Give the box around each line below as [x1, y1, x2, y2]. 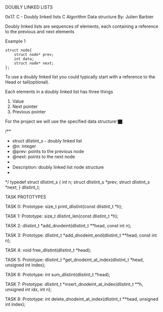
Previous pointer [12, 109, 46, 114]
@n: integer [12, 143, 36, 149]
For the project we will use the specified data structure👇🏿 [5, 118, 122, 124]
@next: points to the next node [12, 154, 75, 159]
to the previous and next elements [5, 29, 75, 34]
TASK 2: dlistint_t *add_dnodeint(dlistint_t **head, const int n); [5, 223, 132, 228]
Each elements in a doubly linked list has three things [5, 89, 114, 95]
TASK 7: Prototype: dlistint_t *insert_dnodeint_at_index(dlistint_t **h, [5, 281, 143, 287]
